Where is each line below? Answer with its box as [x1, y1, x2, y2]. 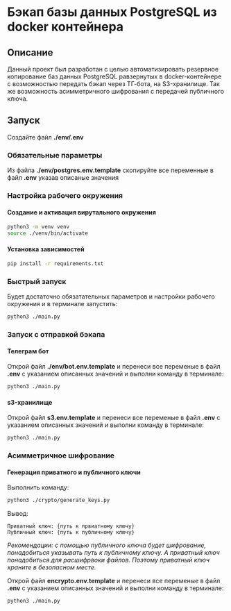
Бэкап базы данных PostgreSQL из [7, 4, 217, 20]
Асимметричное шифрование [7, 451, 114, 460]
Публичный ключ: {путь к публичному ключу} [7, 529, 135, 536]
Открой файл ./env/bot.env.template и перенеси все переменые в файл [7, 362, 221, 371]
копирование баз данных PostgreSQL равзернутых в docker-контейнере [7, 72, 222, 81]
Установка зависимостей [7, 244, 85, 253]
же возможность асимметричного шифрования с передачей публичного [7, 87, 224, 95]
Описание [7, 47, 53, 58]
